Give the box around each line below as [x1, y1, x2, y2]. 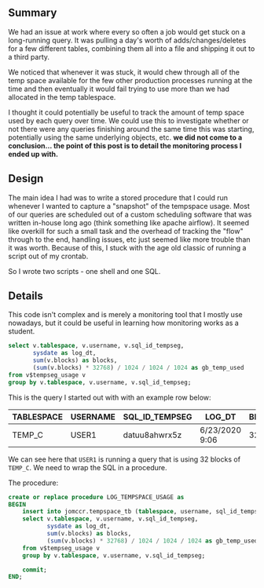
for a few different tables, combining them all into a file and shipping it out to [8, 43, 255, 53]
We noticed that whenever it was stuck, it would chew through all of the [8, 67, 240, 77]
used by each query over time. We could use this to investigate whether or [8, 115, 249, 125]
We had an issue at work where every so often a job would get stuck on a [8, 27, 246, 36]
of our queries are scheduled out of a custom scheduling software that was [8, 210, 252, 219]
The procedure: [8, 478, 59, 488]
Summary [8, 6, 57, 20]
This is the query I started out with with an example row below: [8, 393, 211, 402]
